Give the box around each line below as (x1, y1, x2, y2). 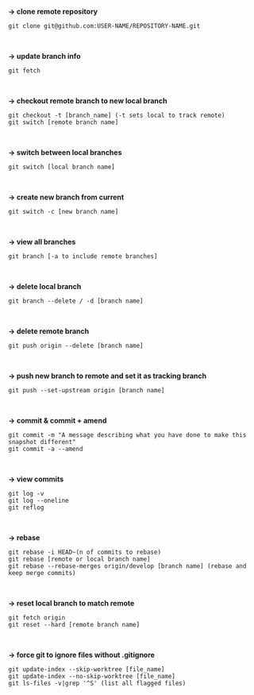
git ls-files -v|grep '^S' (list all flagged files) (8, 679, 187, 687)
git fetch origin (8, 614, 66, 622)
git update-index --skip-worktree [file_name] (8, 666, 165, 674)
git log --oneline (8, 496, 69, 504)
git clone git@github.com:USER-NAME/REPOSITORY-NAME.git (8, 22, 201, 30)
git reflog (8, 504, 44, 512)
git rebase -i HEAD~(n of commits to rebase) (8, 548, 161, 556)
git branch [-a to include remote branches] (8, 253, 158, 261)
